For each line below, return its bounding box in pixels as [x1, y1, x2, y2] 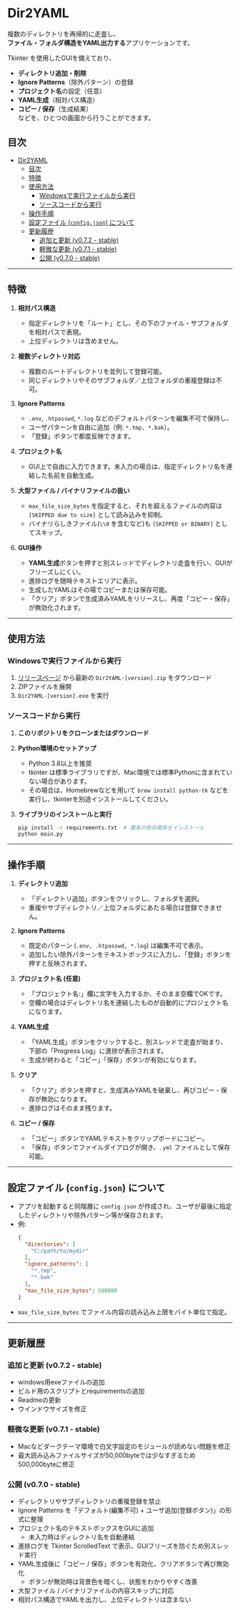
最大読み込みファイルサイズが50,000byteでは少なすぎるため [17, 1451, 196, 1459]
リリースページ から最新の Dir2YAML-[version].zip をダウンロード [17, 674, 212, 682]
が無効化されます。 [28, 603, 85, 611]
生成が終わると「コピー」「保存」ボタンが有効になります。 [28, 1056, 201, 1064]
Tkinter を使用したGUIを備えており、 [7, 54, 116, 62]
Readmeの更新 [17, 1396, 61, 1404]
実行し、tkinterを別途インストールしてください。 [28, 794, 173, 803]
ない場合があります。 [28, 776, 91, 785]
